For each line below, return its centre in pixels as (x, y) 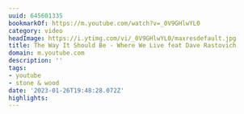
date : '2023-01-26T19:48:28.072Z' (67, 90)
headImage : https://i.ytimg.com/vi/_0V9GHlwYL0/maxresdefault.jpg (122, 38)
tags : (17, 68)
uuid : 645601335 (36, 16)
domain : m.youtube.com (46, 53)
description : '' (36, 61)
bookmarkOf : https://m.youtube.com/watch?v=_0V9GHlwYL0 (104, 23)
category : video (36, 31)
